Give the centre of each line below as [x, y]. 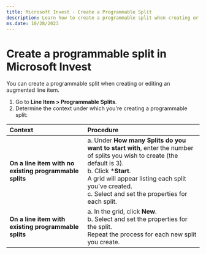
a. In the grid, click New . [122, 212]
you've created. [110, 186]
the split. [100, 227]
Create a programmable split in [86, 54]
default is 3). [105, 163]
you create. [104, 242]
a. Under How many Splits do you [137, 140]
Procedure [103, 130]
